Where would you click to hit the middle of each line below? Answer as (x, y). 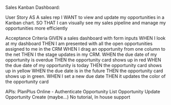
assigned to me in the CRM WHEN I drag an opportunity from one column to (85, 49)
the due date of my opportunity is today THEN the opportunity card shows (84, 65)
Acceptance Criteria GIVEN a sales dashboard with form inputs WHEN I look (85, 38)
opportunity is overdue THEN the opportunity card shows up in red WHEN (83, 60)
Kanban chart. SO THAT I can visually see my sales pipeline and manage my (86, 23)
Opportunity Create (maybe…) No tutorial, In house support (68, 97)
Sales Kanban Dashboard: (33, 7)
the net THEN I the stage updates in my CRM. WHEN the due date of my (81, 54)
